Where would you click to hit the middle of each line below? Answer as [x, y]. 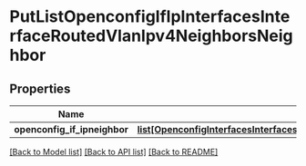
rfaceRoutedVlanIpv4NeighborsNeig [151, 36]
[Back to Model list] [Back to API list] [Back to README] [114, 152]
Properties [40, 88]
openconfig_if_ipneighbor [71, 129]
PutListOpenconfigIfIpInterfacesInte [150, 17]
